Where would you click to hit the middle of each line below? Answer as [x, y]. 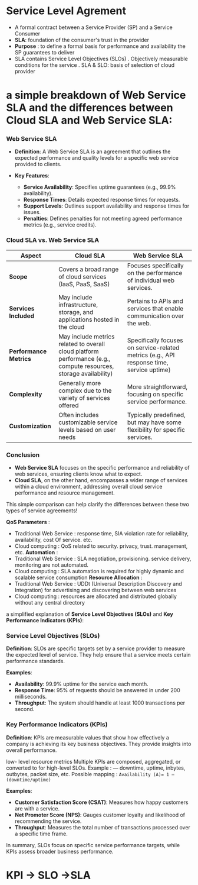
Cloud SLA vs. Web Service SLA [52, 240]
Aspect [31, 256]
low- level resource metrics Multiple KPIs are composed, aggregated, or [93, 761]
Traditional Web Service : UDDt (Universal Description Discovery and [98, 584]
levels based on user [87, 429]
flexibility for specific [156, 429]
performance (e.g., [85, 358]
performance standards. [36, 661]
